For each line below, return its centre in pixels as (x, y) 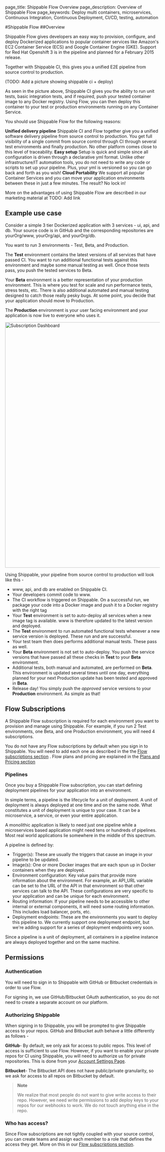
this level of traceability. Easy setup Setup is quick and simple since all (77, 152)
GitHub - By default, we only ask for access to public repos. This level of (78, 1045)
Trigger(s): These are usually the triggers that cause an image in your (82, 854)
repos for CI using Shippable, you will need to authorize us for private (75, 1056)
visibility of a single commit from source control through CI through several (81, 141)
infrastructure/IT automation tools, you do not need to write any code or (78, 162)
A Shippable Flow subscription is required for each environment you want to (82, 721)
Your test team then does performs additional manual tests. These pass (84, 641)
